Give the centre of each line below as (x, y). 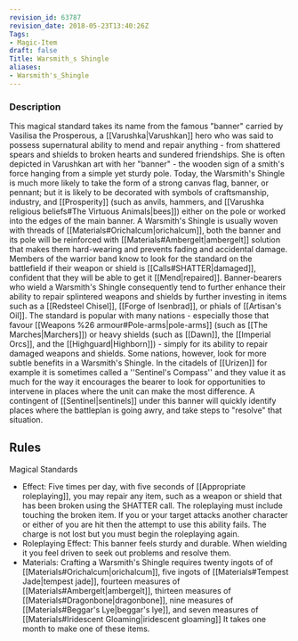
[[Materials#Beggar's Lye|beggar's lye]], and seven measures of (140, 609)
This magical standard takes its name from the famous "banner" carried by (146, 127)
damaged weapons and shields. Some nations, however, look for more (138, 354)
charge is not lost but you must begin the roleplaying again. (131, 534)
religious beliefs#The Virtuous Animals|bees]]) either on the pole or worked (148, 211)
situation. (26, 420)
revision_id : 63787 (45, 17)
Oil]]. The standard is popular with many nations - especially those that (139, 316)
